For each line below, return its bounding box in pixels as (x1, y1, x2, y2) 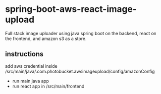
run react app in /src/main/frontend (12, 83, 85, 89)
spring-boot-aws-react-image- (5, 3, 137, 15)
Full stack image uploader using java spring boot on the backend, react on (5, 30, 157, 36)
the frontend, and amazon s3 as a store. (5, 36, 87, 42)
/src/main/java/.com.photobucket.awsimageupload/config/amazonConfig (5, 68, 155, 74)
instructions (5, 50, 44, 58)
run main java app (12, 78, 49, 84)
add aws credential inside (5, 63, 58, 69)
